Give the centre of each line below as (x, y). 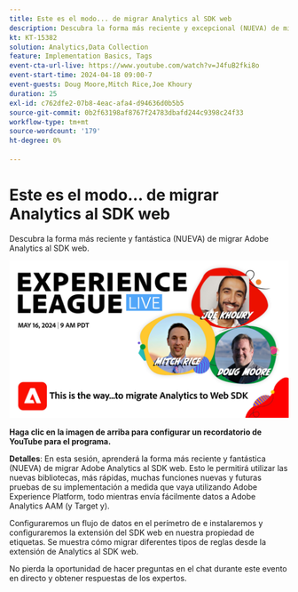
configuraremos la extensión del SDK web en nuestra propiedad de (132, 532)
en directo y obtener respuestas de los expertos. (98, 579)
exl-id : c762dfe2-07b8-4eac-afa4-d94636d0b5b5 (97, 103)
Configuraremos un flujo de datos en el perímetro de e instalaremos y (136, 524)
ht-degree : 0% (35, 141)
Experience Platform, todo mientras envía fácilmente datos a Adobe (133, 497)
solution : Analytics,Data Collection (79, 47)
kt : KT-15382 (33, 37)
